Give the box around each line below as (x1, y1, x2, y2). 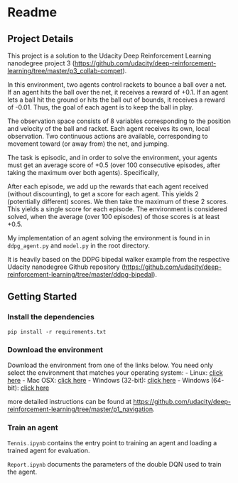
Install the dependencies (7, 312, 94, 322)
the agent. (7, 467, 38, 477)
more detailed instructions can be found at (7, 397, 132, 405)
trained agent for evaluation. (7, 446, 90, 455)
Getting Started (7, 291, 77, 303)
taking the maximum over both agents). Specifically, (7, 169, 160, 176)
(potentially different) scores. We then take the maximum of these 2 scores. (7, 197, 229, 206)
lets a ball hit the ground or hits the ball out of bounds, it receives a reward (7, 95, 225, 104)
